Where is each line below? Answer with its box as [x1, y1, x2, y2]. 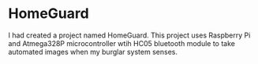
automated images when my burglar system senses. [8, 47, 178, 56]
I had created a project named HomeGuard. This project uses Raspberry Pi [8, 30, 251, 40]
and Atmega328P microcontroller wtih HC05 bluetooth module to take [8, 38, 235, 48]
